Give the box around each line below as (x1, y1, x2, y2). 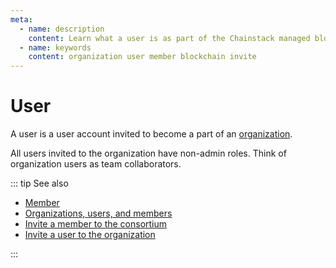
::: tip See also (10, 177, 69, 190)
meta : (10, 14, 33, 25)
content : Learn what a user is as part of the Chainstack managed (28, 33, 311, 43)
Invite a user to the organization (24, 229, 156, 241)
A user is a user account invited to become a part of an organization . (10, 128, 293, 140)
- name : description (19, 24, 105, 34)
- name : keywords (19, 42, 92, 53)
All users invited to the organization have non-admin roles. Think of (10, 147, 287, 160)
